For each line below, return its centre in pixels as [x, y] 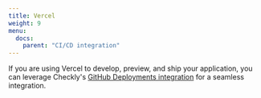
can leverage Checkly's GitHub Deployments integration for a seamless [126, 77]
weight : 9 [25, 23]
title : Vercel [32, 16]
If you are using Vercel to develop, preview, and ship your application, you [130, 68]
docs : [25, 38]
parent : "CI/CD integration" [71, 46]
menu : [17, 31]
